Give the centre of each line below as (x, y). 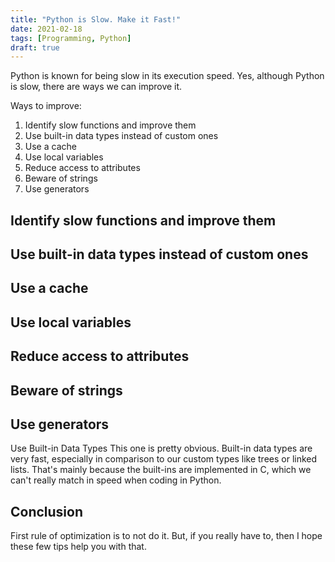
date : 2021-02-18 (46, 29)
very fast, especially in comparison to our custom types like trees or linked (164, 459)
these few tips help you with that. (78, 547)
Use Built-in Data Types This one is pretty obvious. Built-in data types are (161, 448)
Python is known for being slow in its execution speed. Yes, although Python (167, 76)
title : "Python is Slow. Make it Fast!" (96, 19)
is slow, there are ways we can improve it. (96, 87)
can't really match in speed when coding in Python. (116, 480)
